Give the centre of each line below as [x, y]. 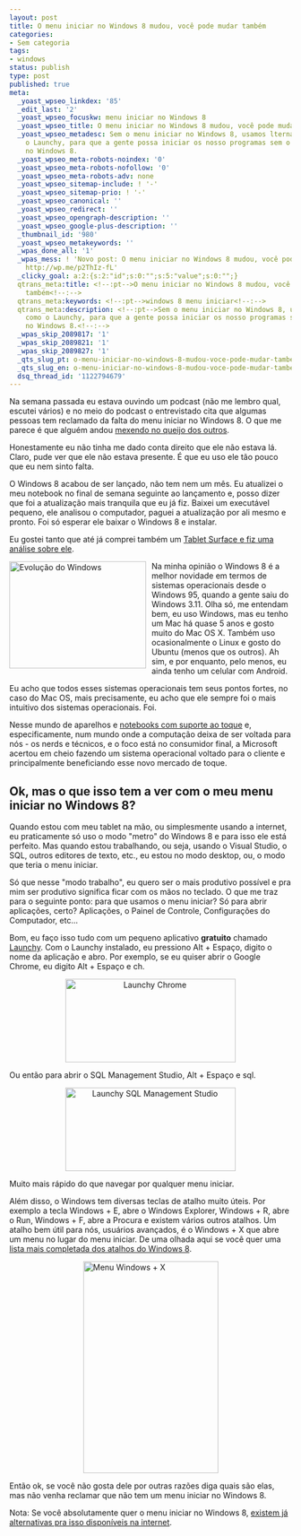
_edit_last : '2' [47, 109]
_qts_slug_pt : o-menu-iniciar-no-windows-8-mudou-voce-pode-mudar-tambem [158, 360]
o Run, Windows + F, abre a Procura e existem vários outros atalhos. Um [143, 1220]
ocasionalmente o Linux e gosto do [216, 643]
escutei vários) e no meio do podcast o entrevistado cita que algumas [138, 411]
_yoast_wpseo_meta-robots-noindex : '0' [92, 159]
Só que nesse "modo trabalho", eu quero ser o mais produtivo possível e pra [150, 882]
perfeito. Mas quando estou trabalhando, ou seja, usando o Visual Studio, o [148, 846]
